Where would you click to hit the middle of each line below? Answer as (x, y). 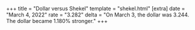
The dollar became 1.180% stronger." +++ (57, 21)
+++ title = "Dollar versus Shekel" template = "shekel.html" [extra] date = (96, 9)
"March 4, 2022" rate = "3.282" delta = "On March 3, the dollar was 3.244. (97, 15)
